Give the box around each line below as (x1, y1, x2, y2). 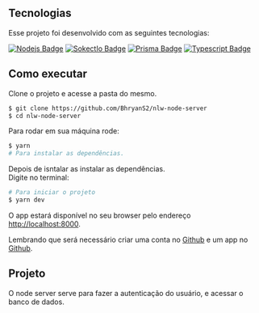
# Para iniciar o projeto (8, 188, 95, 197)
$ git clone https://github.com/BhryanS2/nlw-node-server (8, 104, 207, 112)
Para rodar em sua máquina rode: (8, 126, 119, 136)
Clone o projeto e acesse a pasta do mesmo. (8, 88, 157, 98)
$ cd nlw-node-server (8, 112, 81, 120)
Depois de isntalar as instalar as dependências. (8, 164, 165, 174)
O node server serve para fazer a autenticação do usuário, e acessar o (8, 288, 244, 298)
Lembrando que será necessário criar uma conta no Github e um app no (8, 235, 249, 244)
